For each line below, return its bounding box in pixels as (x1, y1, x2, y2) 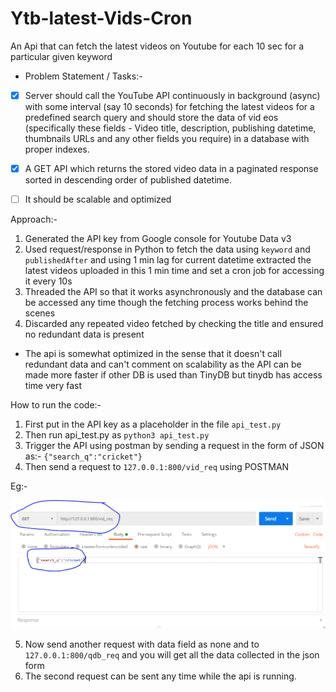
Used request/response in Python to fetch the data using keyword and (24, 243, 311, 256)
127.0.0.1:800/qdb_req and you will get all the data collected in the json (24, 649, 320, 661)
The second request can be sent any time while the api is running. (24, 670, 297, 682)
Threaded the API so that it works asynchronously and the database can (24, 286, 323, 298)
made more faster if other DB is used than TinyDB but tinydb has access (24, 369, 323, 381)
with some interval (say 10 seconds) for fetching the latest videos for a (24, 101, 315, 112)
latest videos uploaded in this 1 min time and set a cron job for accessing (24, 265, 325, 277)
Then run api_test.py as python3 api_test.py (24, 429, 210, 441)
